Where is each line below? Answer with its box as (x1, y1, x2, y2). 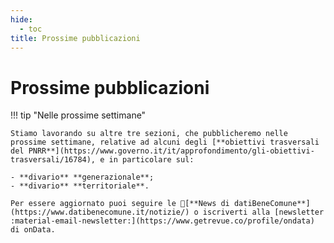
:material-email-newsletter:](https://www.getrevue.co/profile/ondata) (10, 216, 315, 226)
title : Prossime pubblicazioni (10, 33, 141, 43)
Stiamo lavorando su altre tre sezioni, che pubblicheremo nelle (10, 129, 288, 139)
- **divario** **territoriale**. (10, 181, 150, 191)
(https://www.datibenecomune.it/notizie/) (10, 207, 190, 218)
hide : (10, 14, 33, 25)
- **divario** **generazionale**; (10, 172, 155, 183)
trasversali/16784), (10, 155, 97, 165)
